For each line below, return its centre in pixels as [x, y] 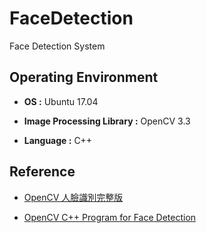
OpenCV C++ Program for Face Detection [110, 217]
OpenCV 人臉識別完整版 [73, 197]
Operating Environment [84, 77]
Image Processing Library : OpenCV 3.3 [107, 121]
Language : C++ [58, 140]
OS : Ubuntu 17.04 [61, 101]
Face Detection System [57, 46]
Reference [42, 172]
